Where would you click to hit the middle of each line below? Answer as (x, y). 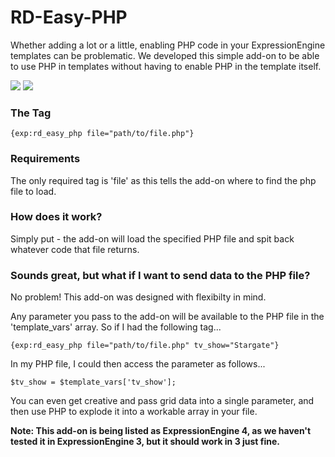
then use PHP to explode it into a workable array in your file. (134, 412)
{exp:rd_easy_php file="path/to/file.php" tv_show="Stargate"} (145, 346)
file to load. (33, 191)
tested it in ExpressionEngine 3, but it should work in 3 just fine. (145, 442)
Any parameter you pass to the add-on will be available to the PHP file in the (167, 317)
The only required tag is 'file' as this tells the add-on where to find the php (163, 180)
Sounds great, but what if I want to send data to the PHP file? (160, 275)
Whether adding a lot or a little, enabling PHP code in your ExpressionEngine (168, 45)
